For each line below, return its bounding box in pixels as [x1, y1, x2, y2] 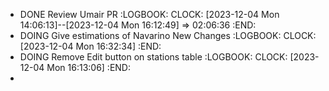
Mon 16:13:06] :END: [46, 62, 132, 73]
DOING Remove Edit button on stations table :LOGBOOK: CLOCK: [19, 51, 288, 63]
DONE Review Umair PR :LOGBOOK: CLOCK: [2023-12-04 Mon [19, 9, 280, 20]
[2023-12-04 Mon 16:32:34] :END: [19, 40, 162, 52]
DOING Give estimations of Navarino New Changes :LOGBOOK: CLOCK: [19, 30, 317, 41]
